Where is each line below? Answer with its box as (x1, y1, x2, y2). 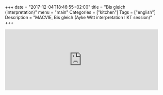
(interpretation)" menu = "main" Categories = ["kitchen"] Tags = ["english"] (5, 9, 156, 15)
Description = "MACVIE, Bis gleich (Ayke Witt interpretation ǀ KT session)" (5, 15, 152, 20)
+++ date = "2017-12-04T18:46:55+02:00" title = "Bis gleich (5, 4, 126, 10)
